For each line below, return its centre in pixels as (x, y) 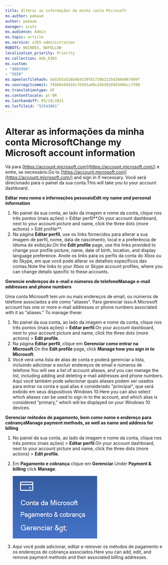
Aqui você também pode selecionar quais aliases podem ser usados (83, 381)
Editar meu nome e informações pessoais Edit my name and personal (78, 198)
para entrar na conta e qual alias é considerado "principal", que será (83, 387)
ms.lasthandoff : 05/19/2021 (35, 101)
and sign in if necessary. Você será (110, 177)
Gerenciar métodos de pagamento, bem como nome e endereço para (78, 418)
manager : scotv (21, 27)
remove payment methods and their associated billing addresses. (80, 557)
